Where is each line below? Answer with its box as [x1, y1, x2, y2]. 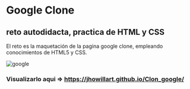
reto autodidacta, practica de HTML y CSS [6, 27, 165, 37]
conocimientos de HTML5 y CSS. [6, 49, 87, 56]
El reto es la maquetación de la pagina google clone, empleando [6, 42, 163, 50]
